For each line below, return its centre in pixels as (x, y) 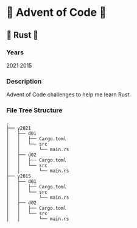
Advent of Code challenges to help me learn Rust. (69, 94)
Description (24, 81)
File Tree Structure (34, 110)
